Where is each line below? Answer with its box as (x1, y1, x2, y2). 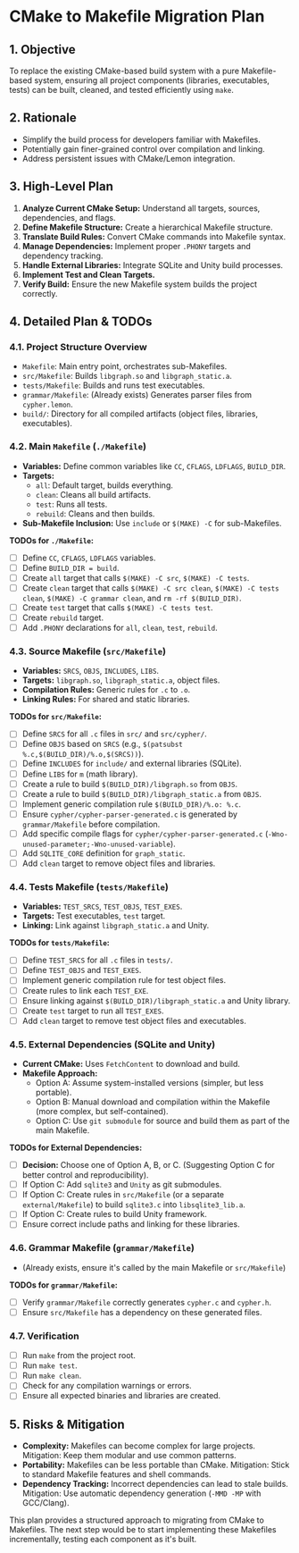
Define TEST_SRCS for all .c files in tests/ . (21, 954, 173, 966)
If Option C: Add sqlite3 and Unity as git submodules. (21, 1179, 222, 1190)
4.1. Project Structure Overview (9, 340, 147, 353)
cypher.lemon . (21, 399, 73, 410)
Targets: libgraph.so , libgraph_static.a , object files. (21, 675, 220, 685)
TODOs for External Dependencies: (9, 1142, 143, 1154)
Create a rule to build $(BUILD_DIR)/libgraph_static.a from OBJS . (21, 788, 262, 799)
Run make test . (21, 1360, 78, 1371)
